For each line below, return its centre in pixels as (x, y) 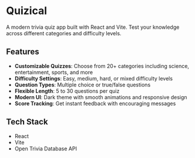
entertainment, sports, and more (53, 72)
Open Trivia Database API (46, 149)
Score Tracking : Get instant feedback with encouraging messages (95, 103)
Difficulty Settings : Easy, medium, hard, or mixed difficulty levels (94, 78)
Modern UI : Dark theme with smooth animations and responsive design (101, 97)
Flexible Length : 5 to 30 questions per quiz (67, 91)
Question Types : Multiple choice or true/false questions (83, 85)
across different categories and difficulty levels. (64, 33)
